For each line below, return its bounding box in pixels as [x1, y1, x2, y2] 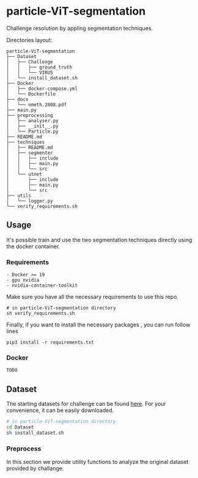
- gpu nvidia [6, 277, 40, 284]
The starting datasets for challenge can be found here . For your [6, 400, 166, 408]
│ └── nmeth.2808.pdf [6, 101, 67, 108]
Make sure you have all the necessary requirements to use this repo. [6, 293, 179, 301]
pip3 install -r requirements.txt [6, 339, 95, 346]
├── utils [6, 193, 32, 199]
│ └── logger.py [6, 197, 53, 204]
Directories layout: [6, 36, 53, 43]
